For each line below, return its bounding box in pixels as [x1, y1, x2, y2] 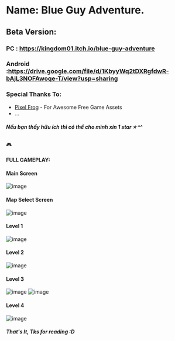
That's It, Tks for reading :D [6, 328, 75, 335]
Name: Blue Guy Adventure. [6, 4, 145, 17]
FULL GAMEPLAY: [6, 156, 51, 164]
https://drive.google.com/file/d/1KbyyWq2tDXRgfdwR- [8, 67, 169, 75]
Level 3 [6, 275, 25, 283]
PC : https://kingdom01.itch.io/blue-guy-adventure [6, 44, 155, 53]
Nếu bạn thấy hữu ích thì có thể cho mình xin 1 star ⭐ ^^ [6, 123, 143, 130]
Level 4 [6, 302, 25, 309]
